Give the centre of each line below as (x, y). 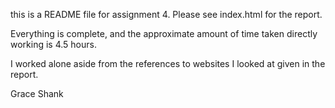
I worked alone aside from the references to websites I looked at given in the (168, 63)
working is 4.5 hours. (53, 44)
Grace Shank (37, 93)
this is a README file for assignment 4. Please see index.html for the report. (166, 14)
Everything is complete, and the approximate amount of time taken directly (164, 33)
